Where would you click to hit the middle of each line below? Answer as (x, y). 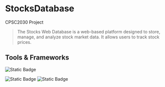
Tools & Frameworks (37, 58)
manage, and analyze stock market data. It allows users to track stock (88, 37)
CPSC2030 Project (24, 22)
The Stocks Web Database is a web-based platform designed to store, (89, 31)
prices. (24, 42)
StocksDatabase (40, 9)
